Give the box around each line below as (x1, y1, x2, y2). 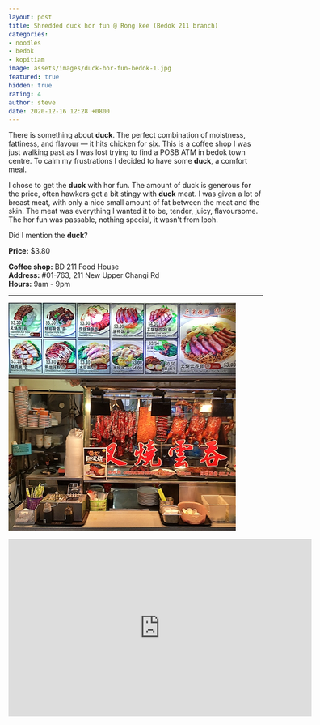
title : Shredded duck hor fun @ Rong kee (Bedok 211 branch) (8, 21, 219, 30)
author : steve (8, 98, 57, 107)
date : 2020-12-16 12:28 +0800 (8, 107, 111, 115)
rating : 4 (8, 90, 42, 98)
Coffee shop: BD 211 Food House (8, 262, 120, 271)
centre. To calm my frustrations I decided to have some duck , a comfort (8, 156, 248, 166)
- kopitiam (8, 56, 45, 64)
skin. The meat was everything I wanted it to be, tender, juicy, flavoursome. (8, 207, 259, 216)
